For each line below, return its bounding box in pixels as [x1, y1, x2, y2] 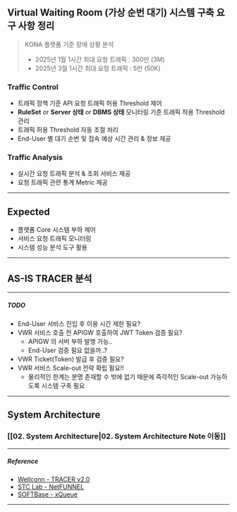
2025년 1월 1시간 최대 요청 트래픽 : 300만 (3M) [35, 55, 166, 64]
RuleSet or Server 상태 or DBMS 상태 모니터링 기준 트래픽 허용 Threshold [17, 108, 225, 117]
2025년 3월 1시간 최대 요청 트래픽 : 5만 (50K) [35, 64, 161, 72]
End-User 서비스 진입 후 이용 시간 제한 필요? [17, 320, 141, 327]
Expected [7, 206, 51, 218]
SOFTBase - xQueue [17, 490, 78, 499]
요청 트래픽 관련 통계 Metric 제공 [17, 178, 108, 187]
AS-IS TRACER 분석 [7, 272, 92, 284]
